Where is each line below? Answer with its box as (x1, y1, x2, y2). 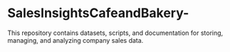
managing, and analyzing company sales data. (7, 36, 144, 44)
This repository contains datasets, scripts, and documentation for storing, (7, 28, 224, 37)
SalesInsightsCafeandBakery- (7, 5, 189, 21)
